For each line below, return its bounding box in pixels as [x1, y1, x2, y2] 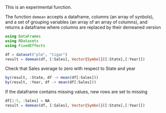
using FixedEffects [5, 43, 46, 48]
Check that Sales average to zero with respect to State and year [5, 65, 136, 71]
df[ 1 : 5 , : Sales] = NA [5, 99, 50, 104]
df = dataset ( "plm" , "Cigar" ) [5, 52, 68, 57]
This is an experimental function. [5, 4, 72, 10]
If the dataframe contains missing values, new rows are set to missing [5, 89, 148, 95]
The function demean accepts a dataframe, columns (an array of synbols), [5, 14, 154, 19]
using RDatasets [5, 38, 39, 44]
